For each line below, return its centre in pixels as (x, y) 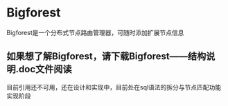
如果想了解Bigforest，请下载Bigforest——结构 (106, 56)
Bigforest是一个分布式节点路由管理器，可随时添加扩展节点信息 (95, 32)
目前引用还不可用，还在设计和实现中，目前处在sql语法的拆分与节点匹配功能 (114, 87)
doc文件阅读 (45, 69)
